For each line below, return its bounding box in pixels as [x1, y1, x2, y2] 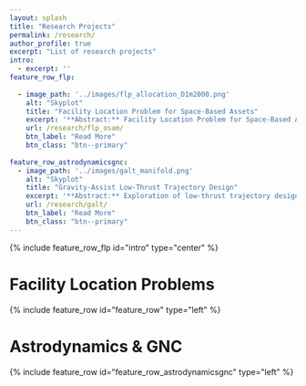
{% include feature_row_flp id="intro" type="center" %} [9, 242, 219, 253]
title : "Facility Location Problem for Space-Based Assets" [25, 107, 259, 116]
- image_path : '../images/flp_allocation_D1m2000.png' [17, 89, 230, 99]
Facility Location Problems [9, 274, 216, 295]
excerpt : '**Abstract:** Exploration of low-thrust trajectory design [25, 192, 300, 201]
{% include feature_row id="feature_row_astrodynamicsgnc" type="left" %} [9, 366, 294, 377]
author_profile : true [9, 38, 92, 48]
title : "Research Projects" [9, 22, 117, 31]
